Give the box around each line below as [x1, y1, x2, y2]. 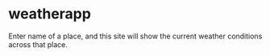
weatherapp [8, 5, 91, 23]
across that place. [8, 39, 69, 49]
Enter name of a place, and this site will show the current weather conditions [8, 31, 263, 41]
